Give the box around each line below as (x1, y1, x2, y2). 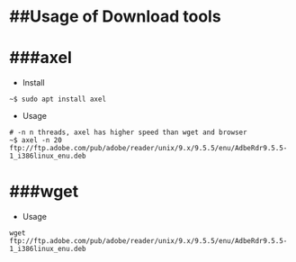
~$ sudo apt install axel (9, 95, 106, 104)
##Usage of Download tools (9, 6, 222, 27)
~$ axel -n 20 (9, 136, 63, 145)
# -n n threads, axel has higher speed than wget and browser (9, 128, 247, 137)
